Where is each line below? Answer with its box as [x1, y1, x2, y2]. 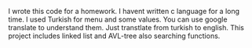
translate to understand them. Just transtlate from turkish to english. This [8, 23, 245, 32]
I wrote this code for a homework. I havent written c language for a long [8, 7, 240, 15]
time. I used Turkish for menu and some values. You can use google [8, 15, 228, 24]
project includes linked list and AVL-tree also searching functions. [8, 31, 221, 40]
